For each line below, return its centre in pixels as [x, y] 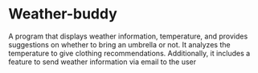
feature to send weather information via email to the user [102, 62]
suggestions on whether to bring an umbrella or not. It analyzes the [119, 44]
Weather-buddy [63, 14]
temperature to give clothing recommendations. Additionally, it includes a [129, 53]
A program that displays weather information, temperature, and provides [128, 36]
